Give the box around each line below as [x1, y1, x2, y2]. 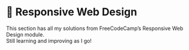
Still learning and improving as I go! [6, 37, 92, 44]
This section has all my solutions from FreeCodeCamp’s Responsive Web [6, 25, 184, 32]
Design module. [6, 31, 44, 38]
